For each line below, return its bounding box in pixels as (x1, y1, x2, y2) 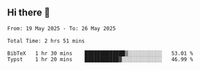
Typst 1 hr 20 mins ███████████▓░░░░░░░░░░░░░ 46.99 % (7, 56, 194, 63)
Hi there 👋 (7, 7, 51, 19)
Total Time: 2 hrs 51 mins (7, 37, 85, 45)
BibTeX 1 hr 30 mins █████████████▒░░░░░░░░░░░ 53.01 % (7, 49, 194, 57)
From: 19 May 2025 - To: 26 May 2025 (7, 25, 116, 32)
